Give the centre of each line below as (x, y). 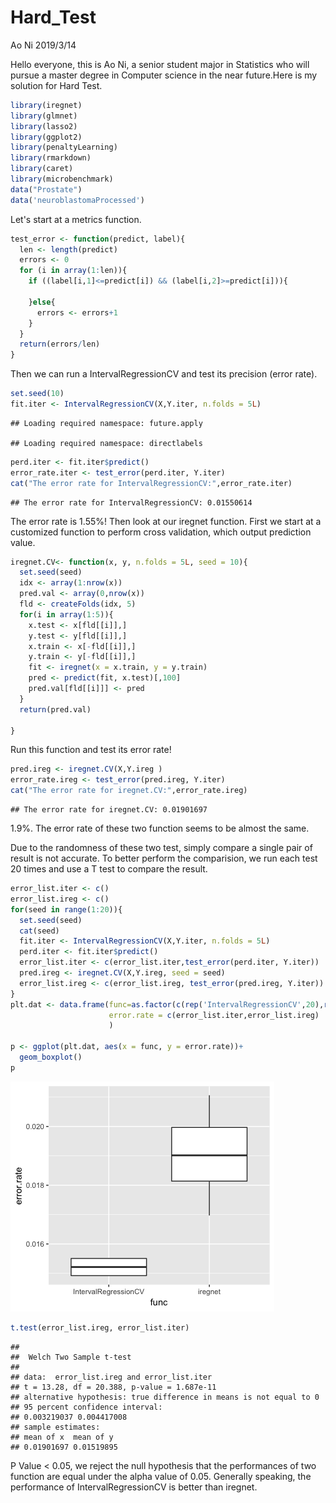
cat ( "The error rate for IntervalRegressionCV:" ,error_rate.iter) (151, 483)
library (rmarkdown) (51, 158)
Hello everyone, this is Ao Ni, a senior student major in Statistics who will (160, 64)
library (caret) (42, 169)
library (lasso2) (44, 126)
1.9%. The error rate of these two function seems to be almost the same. (160, 828)
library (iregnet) (46, 105)
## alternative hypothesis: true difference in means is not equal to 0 (165, 1397)
